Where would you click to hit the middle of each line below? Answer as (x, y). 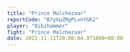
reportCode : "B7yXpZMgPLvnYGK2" (53, 20)
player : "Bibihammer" (38, 26)
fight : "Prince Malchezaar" (47, 32)
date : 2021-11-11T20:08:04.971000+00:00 (65, 38)
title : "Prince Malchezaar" (47, 13)
